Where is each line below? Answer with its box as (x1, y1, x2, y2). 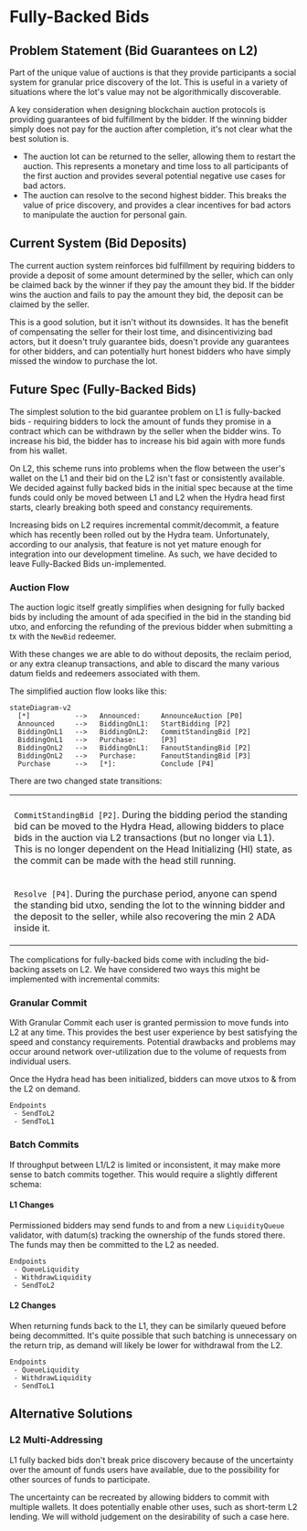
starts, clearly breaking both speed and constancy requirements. (9, 501, 253, 513)
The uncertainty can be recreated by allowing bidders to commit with (9, 1492, 270, 1503)
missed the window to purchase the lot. (9, 355, 158, 367)
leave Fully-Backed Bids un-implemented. (9, 558, 166, 569)
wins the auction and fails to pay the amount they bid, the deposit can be (9, 289, 284, 300)
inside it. (14, 921, 50, 934)
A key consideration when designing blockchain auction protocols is (9, 104, 267, 115)
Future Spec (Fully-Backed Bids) (9, 382, 197, 398)
